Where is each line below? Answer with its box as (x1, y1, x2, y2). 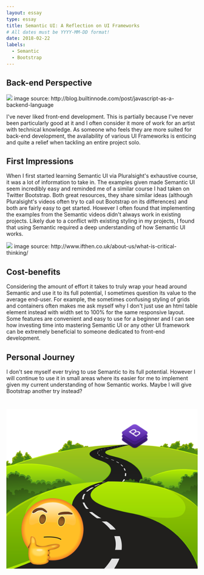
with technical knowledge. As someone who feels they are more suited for (6, 126, 192, 133)
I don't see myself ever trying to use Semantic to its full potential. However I (6, 368, 195, 375)
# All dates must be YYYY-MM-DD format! (6, 29, 110, 35)
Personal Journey (6, 352, 75, 362)
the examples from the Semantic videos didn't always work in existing (6, 211, 181, 218)
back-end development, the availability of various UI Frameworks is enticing (6, 132, 196, 140)
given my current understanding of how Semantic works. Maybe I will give (6, 381, 192, 388)
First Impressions (6, 156, 74, 166)
